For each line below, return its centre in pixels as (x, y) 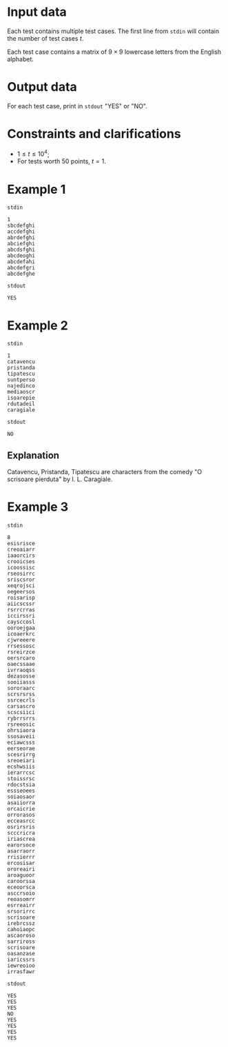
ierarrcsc (21, 773)
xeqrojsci (21, 586)
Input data (37, 12)
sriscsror (21, 580)
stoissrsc (21, 779)
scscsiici (21, 713)
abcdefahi (21, 262)
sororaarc (21, 689)
